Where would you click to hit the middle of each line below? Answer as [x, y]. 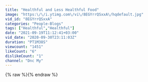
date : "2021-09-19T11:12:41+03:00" [42, 33]
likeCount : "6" [21, 51]
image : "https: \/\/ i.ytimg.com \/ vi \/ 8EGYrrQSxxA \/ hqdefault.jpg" [74, 14]
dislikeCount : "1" [24, 56]
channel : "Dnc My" [24, 61]
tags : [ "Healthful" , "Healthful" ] [40, 28]
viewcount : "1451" [24, 47]
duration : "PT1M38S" [27, 42]
